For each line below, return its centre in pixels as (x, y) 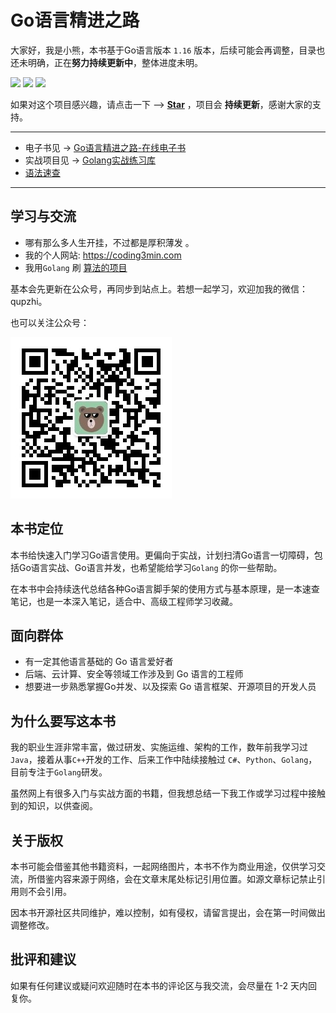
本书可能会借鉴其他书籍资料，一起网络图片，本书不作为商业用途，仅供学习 (163, 866)
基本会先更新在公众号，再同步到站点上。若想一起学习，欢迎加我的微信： (159, 288)
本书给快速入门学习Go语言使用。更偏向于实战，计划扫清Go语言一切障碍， (162, 555)
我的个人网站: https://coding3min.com (103, 255)
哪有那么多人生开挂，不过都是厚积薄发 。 (109, 242)
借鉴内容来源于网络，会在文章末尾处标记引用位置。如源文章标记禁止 (176, 879)
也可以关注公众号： (50, 322)
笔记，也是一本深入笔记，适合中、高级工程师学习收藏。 (124, 601)
